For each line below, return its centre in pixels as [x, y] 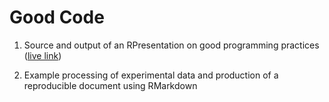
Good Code [57, 17]
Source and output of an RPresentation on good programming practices [171, 45]
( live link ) [42, 55]
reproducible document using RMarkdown [110, 85]
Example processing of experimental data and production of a [151, 75]
